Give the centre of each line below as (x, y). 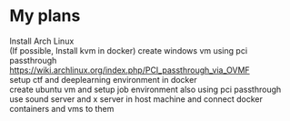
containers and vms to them (62, 108)
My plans (45, 16)
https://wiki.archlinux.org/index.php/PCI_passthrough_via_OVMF (130, 70)
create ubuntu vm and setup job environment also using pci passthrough (145, 89)
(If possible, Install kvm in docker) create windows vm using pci (129, 50)
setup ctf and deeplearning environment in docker (103, 79)
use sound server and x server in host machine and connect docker (136, 99)
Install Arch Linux (42, 41)
